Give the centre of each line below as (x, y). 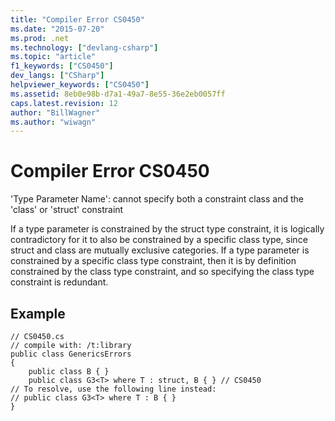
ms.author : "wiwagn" (53, 122)
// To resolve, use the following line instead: (113, 389)
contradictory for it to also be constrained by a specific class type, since (159, 240)
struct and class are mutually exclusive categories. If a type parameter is (160, 250)
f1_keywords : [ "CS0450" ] (62, 66)
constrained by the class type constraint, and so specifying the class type (162, 272)
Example (38, 313)
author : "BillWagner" (55, 112)
